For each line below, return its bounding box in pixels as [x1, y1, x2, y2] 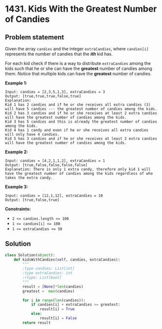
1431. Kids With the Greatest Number [5, 3, 157, 15]
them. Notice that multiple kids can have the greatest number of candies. [5, 71, 152, 76]
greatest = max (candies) [22, 289, 75, 294]
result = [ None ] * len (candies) [22, 284, 83, 289]
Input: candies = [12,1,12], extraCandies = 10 [5, 193, 103, 198]
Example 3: [5, 184, 28, 190]
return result [22, 320, 51, 325]
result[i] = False [39, 316, 77, 321]
